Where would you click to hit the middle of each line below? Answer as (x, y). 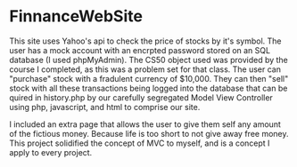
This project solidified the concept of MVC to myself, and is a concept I (140, 143)
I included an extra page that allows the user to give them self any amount (145, 124)
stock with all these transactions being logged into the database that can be (148, 88)
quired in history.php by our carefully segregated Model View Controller (141, 97)
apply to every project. (51, 152)
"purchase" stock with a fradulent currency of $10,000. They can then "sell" (149, 78)
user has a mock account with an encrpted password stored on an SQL (140, 50)
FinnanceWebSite (76, 16)
